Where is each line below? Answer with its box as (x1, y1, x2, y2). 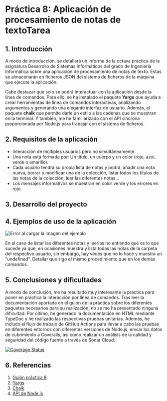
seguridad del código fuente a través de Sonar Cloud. (5, 336, 116, 343)
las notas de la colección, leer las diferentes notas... (12, 175, 120, 181)
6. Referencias (5, 361, 51, 369)
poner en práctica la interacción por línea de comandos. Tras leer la (5, 294, 145, 300)
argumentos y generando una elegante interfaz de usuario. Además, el (5, 105, 151, 110)
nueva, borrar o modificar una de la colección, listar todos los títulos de (12, 169, 159, 175)
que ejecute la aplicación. (5, 79, 58, 85)
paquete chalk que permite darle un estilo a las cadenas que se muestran (5, 110, 157, 116)
